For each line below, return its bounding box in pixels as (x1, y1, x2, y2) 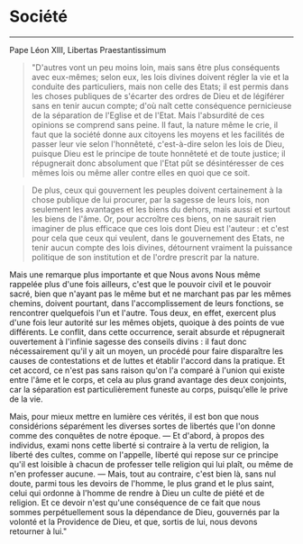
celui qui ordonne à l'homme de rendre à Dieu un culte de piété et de (9, 487, 265, 498)
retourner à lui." (9, 525, 68, 537)
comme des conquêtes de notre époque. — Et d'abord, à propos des (9, 430, 265, 440)
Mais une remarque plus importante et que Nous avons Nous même (9, 268, 262, 280)
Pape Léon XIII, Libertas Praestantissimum (9, 44, 167, 55)
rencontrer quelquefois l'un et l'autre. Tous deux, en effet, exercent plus (9, 307, 277, 318)
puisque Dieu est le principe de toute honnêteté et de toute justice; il (31, 148, 286, 159)
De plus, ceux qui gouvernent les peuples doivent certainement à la (31, 185, 283, 195)
